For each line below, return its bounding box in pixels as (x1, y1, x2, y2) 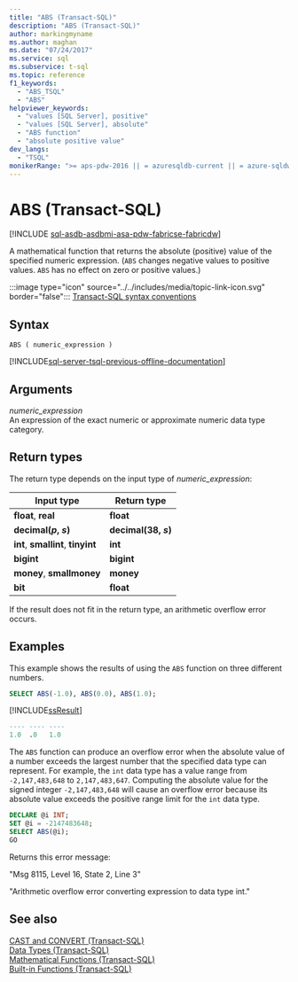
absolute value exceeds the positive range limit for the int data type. (9, 794, 260, 805)
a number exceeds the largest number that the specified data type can (9, 756, 268, 767)
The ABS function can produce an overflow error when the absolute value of (9, 746, 286, 758)
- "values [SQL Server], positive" (17, 112, 149, 121)
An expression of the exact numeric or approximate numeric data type (9, 414, 266, 425)
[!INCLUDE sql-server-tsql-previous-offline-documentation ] (9, 356, 226, 367)
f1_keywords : (9, 79, 58, 88)
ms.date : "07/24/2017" (9, 46, 93, 55)
